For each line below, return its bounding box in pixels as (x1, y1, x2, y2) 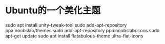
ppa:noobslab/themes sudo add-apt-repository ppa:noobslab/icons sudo (5, 27, 160, 33)
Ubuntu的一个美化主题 (5, 5, 101, 16)
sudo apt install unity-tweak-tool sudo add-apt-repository (5, 21, 127, 28)
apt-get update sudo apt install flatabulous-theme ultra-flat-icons (5, 33, 143, 39)
